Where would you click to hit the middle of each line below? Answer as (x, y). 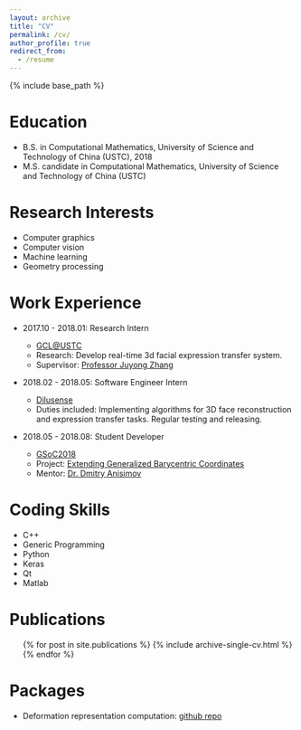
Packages (47, 691)
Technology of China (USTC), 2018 (87, 156)
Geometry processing (63, 266)
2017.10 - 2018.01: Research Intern (85, 327)
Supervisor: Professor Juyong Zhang (104, 365)
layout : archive (40, 18)
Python (36, 554)
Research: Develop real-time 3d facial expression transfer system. (159, 355)
